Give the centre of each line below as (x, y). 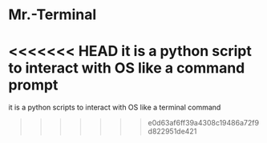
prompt (33, 85)
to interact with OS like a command (127, 68)
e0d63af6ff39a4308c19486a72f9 (203, 123)
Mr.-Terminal (53, 15)
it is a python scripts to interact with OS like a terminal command (115, 107)
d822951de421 (172, 131)
